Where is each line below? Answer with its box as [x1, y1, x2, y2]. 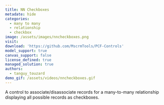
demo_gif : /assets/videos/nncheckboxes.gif [5, 76, 96, 80]
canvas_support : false [5, 52, 52, 58]
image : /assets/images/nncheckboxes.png [5, 35, 89, 40]
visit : [5, 39, 19, 44]
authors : [5, 67, 23, 72]
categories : [5, 16, 29, 21]
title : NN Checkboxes [5, 7, 50, 12]
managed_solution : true [5, 62, 54, 67]
